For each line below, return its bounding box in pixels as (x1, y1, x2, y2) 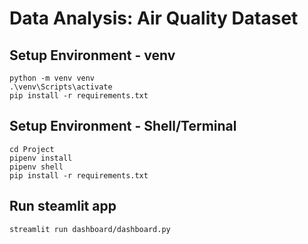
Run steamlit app (9, 198, 117, 215)
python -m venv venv (9, 73, 96, 83)
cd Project (9, 144, 55, 154)
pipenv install (9, 153, 73, 163)
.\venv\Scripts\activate (9, 82, 113, 92)
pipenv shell (9, 162, 64, 172)
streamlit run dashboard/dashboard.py (9, 224, 171, 234)
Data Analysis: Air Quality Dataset (9, 7, 299, 30)
